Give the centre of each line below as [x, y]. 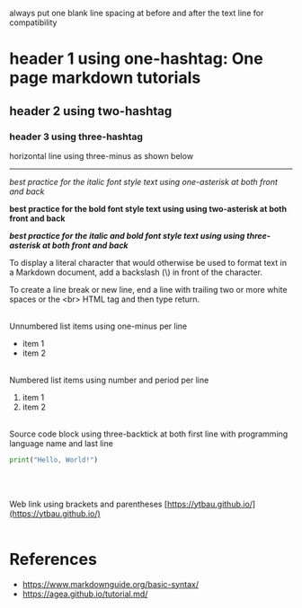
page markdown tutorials [105, 78]
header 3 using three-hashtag [76, 137]
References [53, 559]
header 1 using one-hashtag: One [136, 59]
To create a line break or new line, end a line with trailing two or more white [148, 289]
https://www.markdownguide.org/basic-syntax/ [111, 584]
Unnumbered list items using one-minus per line [98, 326]
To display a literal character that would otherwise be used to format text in [148, 262]
